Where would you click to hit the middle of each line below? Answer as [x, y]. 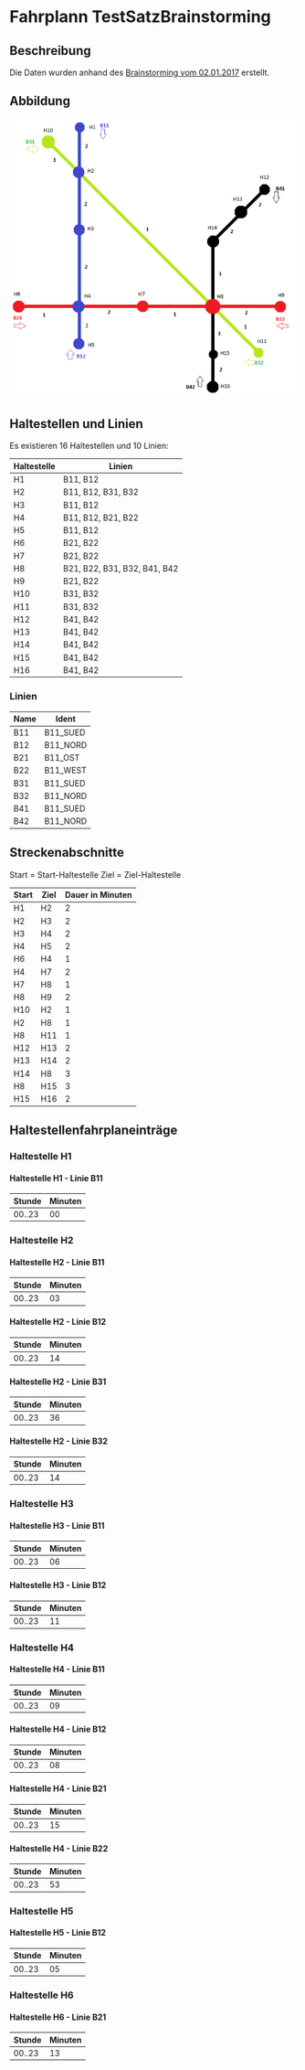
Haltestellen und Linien [76, 424]
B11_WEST [65, 771]
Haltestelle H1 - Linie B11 [56, 1178]
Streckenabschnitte [67, 853]
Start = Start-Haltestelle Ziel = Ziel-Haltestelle [95, 874]
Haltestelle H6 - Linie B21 [58, 2017]
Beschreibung [50, 51]
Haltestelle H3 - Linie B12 [58, 1585]
